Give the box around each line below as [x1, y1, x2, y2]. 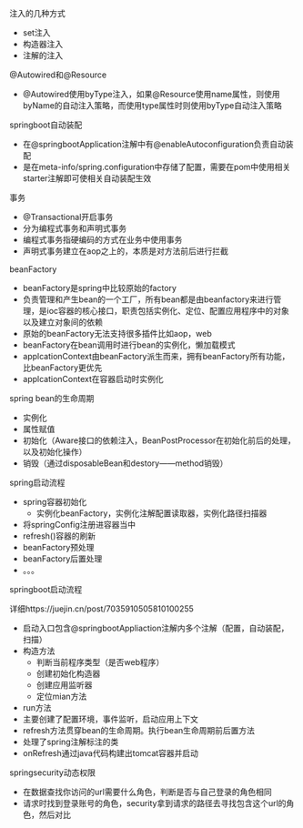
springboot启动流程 [9, 584, 83, 594]
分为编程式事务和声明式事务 [22, 223, 127, 234]
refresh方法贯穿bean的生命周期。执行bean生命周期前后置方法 [22, 725, 256, 735]
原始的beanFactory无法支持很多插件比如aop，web [22, 328, 212, 338]
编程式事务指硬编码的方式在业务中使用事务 [22, 235, 183, 245]
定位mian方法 [35, 691, 87, 702]
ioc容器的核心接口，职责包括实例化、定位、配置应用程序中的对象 [46, 306, 289, 316]
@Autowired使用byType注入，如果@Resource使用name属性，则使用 [22, 89, 280, 99]
